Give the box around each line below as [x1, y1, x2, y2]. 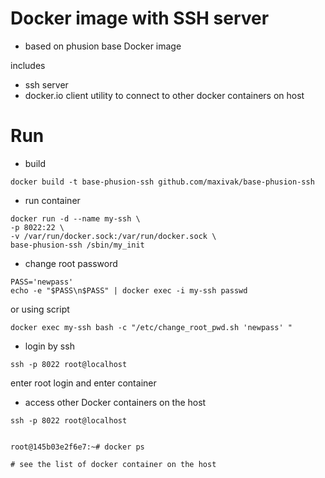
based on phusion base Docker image [24, 40, 182, 52]
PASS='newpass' [10, 277, 74, 287]
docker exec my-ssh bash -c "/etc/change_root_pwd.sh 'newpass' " [10, 322, 293, 332]
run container [24, 194, 81, 206]
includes [10, 59, 46, 71]
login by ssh [24, 340, 75, 352]
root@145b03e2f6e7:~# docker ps [10, 442, 145, 452]
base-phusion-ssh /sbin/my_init [10, 240, 145, 250]
